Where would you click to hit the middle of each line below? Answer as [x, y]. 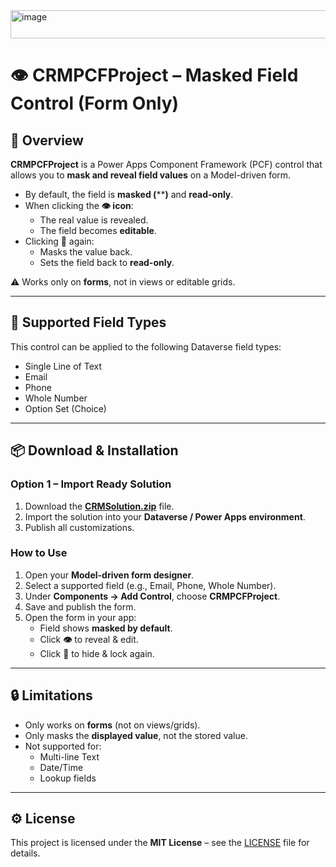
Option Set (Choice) [65, 408]
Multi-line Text [69, 756]
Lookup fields [68, 778]
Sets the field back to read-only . [107, 262]
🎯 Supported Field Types [88, 322]
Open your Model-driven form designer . [109, 575]
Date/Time [61, 767]
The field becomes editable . [98, 230]
